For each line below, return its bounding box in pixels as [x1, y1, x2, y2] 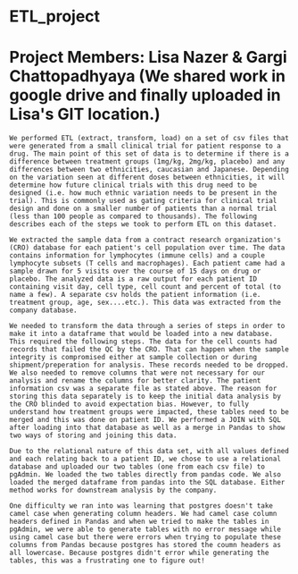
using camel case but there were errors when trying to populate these [9, 533, 281, 542]
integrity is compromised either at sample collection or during [9, 353, 257, 362]
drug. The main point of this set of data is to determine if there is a [9, 149, 290, 158]
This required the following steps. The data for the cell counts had [9, 337, 277, 346]
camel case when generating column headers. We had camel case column [9, 510, 277, 519]
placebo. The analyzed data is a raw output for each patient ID [9, 274, 257, 283]
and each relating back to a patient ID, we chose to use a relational [9, 454, 281, 464]
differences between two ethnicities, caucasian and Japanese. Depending [9, 165, 290, 174]
